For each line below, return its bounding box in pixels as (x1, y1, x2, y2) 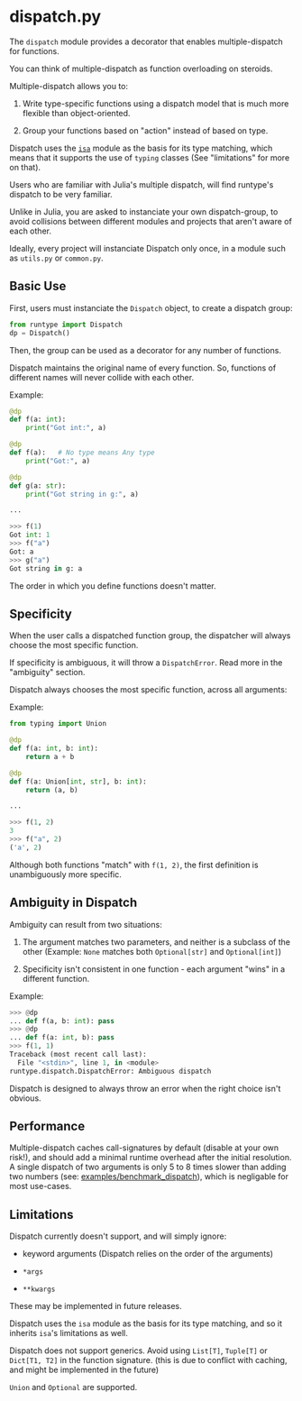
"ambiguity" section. (9, 667, 86, 678)
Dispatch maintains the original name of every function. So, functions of (9, 362, 277, 373)
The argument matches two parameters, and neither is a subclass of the (22, 936, 291, 948)
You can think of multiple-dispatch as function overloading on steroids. (9, 63, 273, 74)
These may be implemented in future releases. (9, 1301, 182, 1312)
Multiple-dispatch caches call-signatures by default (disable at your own (9, 1142, 279, 1153)
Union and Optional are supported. (9, 1382, 138, 1393)
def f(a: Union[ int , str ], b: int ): (9, 777, 147, 786)
